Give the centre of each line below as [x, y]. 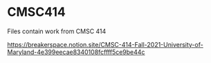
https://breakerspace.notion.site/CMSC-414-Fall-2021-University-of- [105, 44]
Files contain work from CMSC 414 [57, 31]
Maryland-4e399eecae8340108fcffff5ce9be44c [76, 52]
